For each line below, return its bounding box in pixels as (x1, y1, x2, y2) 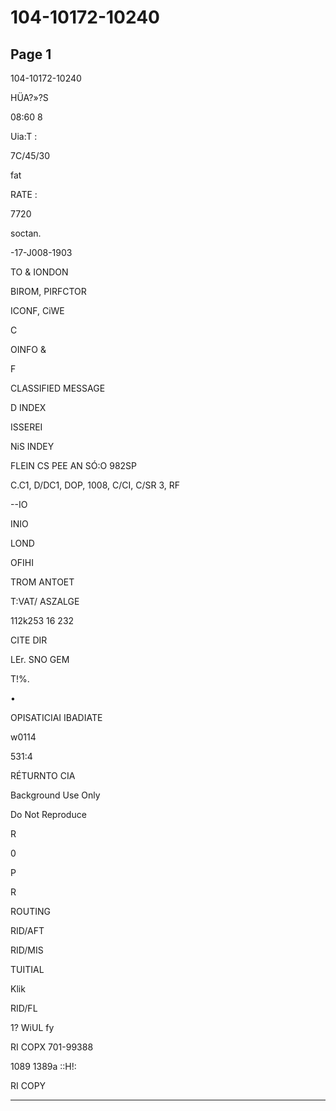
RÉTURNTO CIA (10, 770, 76, 781)
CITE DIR (10, 634, 48, 646)
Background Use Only (10, 789, 101, 801)
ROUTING (10, 906, 51, 917)
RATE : (10, 189, 38, 200)
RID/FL (10, 1002, 38, 1014)
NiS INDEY (10, 441, 55, 452)
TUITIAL (10, 964, 45, 975)
